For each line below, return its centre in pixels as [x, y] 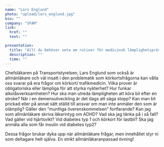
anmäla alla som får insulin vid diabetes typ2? [51, 125]
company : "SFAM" [21, 23]
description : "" [26, 55]
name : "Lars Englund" [27, 9]
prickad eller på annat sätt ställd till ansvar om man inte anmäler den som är [81, 104]
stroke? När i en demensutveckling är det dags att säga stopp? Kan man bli [81, 99]
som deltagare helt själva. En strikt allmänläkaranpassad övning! [70, 139]
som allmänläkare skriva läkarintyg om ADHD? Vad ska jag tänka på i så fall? [82, 114]
